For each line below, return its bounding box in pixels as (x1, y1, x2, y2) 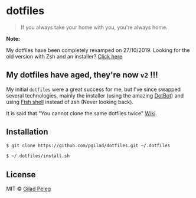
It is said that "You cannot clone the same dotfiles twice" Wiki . (6, 109, 158, 116)
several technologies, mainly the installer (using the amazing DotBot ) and (6, 92, 184, 99)
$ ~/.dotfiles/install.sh (6, 153, 70, 159)
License (6, 170, 36, 180)
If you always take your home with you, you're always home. (20, 24, 168, 31)
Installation (6, 127, 48, 137)
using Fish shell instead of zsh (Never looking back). (6, 98, 134, 105)
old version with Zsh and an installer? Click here (6, 53, 123, 60)
